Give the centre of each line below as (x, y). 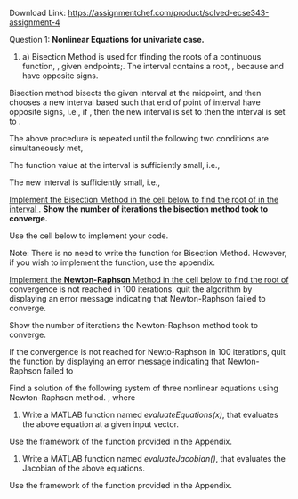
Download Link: (38, 13)
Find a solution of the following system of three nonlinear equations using (144, 388)
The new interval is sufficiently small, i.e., (85, 182)
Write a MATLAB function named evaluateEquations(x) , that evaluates (150, 414)
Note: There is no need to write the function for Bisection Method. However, (148, 253)
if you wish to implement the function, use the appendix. (113, 262)
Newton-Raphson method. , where (72, 398)
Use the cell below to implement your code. (89, 236)
